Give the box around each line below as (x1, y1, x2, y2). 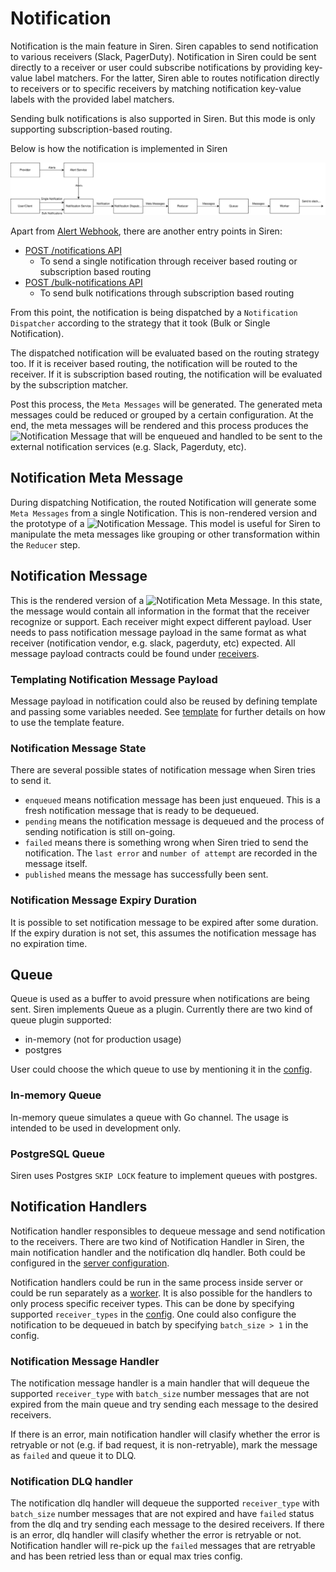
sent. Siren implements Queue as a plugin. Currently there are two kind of (10, 1003, 313, 1016)
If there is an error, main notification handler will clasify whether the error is (10, 1428, 321, 1441)
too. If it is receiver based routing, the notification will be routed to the (10, 358, 298, 370)
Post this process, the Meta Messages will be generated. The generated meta (10, 398, 323, 411)
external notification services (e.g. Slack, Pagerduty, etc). (10, 441, 247, 453)
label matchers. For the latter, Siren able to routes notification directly (34, 72, 320, 84)
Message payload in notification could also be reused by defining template (10, 695, 318, 707)
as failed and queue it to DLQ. (10, 1450, 137, 1462)
